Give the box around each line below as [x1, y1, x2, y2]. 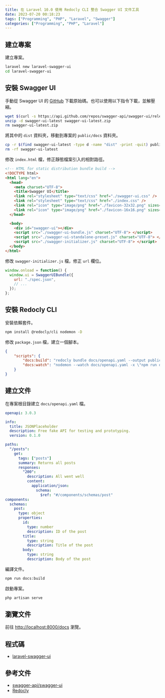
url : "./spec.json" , [14, 277, 56, 282]
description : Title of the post [27, 543, 93, 548]
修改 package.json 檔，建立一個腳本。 [5, 339, 82, 345]
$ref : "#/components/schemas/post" [40, 492, 113, 497]
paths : [5, 442, 19, 447]
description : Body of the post [27, 557, 91, 561]
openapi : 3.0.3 [5, 410, 36, 416]
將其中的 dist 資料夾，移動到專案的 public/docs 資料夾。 [5, 133, 121, 139]
